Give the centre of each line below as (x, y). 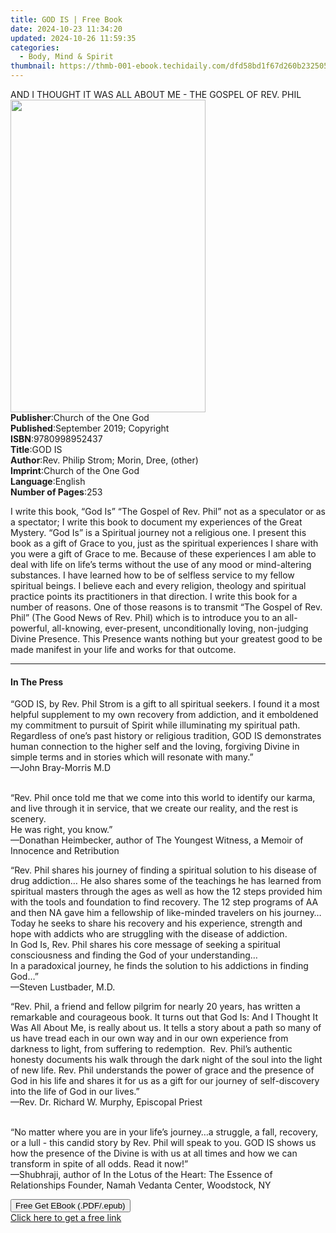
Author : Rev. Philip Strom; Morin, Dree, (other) (104, 460)
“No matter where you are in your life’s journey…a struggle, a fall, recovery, (164, 1132)
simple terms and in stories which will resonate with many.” (132, 757)
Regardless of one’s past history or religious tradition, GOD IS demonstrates (166, 736)
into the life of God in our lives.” (75, 1092)
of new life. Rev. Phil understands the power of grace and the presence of (162, 1070)
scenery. (28, 819)
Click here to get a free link (66, 1218)
